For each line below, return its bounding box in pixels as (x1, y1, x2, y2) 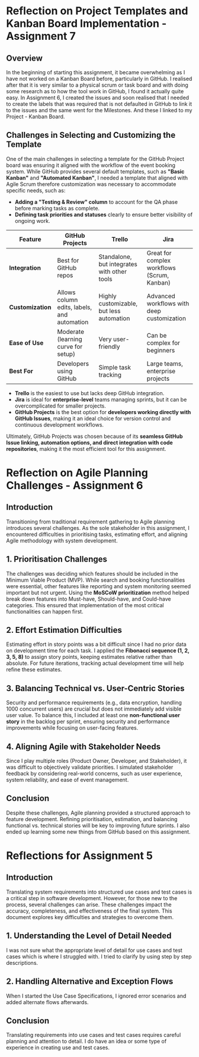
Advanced (146, 292, 176, 300)
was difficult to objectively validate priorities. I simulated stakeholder (6, 763, 174, 771)
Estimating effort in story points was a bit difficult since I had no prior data (6, 640, 187, 648)
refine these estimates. (6, 666, 62, 673)
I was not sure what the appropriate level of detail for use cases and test (6, 946, 182, 954)
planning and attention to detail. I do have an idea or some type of (6, 1038, 167, 1045)
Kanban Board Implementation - (6, 17, 167, 30)
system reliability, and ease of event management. (6, 777, 129, 784)
